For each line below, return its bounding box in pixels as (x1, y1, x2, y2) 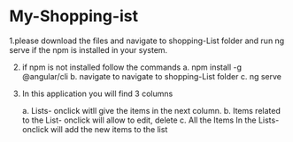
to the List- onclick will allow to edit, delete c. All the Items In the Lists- (21, 115, 280, 125)
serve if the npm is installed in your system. (9, 44, 168, 55)
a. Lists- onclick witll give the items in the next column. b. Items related (21, 105, 281, 116)
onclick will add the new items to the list (21, 123, 168, 134)
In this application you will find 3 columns (21, 88, 173, 99)
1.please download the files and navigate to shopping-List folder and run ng (9, 35, 285, 46)
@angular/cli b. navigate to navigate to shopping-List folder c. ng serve (21, 71, 281, 81)
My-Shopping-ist (9, 6, 139, 26)
